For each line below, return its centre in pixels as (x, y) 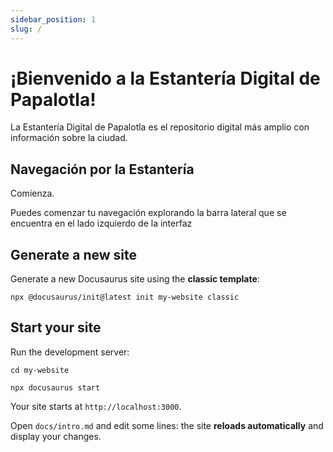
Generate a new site (74, 254)
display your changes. (56, 436)
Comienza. (32, 193)
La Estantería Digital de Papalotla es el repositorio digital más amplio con (160, 127)
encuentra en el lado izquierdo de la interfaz (101, 223)
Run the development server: (70, 352)
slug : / (26, 29)
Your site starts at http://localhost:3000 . (96, 406)
